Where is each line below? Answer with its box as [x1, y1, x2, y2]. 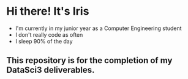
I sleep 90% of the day [15, 37, 73, 45]
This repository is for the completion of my [6, 55, 173, 66]
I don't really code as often [15, 31, 83, 38]
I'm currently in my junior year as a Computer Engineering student [15, 24, 182, 32]
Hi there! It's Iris [6, 4, 89, 18]
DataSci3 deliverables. [6, 65, 95, 75]
